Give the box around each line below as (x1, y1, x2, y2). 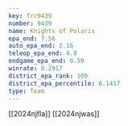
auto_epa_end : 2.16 (8, 42, 74, 50)
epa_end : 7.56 (8, 34, 56, 43)
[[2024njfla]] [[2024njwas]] (8, 109, 100, 119)
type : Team (8, 86, 45, 95)
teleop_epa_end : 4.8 (8, 49, 78, 57)
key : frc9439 (8, 11, 52, 20)
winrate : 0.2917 (8, 65, 63, 73)
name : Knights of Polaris (8, 27, 95, 35)
